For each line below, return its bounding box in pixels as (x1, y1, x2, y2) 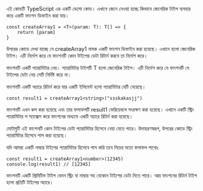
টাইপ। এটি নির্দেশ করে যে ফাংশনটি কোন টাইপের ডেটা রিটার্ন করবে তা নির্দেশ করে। (6, 52, 148, 59)
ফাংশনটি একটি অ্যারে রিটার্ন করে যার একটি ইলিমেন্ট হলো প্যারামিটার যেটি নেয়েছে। (6, 83, 146, 90)
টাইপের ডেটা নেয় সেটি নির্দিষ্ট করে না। (6, 71, 72, 78)
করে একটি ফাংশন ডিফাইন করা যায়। (6, 12, 69, 19)
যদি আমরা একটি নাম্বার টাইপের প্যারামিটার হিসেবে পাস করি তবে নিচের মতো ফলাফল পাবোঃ (6, 144, 159, 151)
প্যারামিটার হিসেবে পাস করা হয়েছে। (6, 132, 68, 139)
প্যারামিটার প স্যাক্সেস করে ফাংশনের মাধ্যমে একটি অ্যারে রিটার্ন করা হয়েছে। (6, 113, 134, 120)
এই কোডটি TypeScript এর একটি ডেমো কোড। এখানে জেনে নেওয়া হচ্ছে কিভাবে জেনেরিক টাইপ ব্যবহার (6, 5, 191, 12)
